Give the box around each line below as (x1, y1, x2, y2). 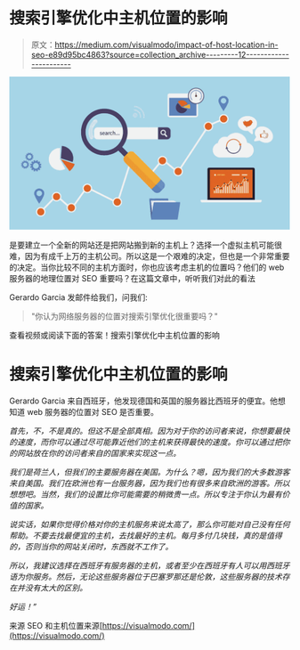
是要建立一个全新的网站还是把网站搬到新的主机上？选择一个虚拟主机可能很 (9, 240, 282, 250)
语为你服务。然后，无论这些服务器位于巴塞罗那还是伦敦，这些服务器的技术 (9, 571, 282, 581)
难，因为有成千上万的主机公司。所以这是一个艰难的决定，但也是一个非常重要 (9, 250, 290, 261)
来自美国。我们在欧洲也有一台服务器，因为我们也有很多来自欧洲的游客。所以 (9, 477, 290, 488)
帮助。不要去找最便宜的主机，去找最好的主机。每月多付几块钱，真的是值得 (9, 530, 282, 540)
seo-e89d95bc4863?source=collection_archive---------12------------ (30, 49, 289, 60)
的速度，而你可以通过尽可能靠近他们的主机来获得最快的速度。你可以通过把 (9, 436, 282, 447)
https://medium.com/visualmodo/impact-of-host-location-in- (54, 39, 279, 50)
